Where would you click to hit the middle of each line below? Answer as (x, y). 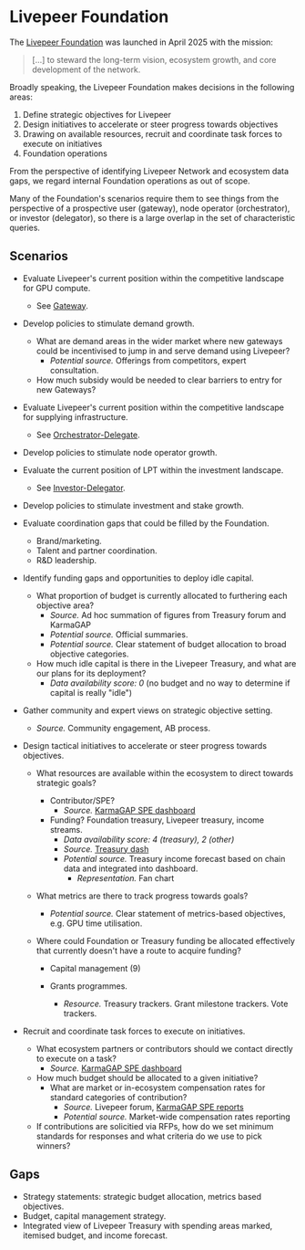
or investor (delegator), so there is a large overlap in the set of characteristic (152, 217)
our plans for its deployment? (91, 673)
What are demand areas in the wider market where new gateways (159, 341)
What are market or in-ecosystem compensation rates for (158, 1087)
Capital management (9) (95, 968)
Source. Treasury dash (106, 849)
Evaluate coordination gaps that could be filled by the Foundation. (146, 523)
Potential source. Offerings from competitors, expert (148, 360)
